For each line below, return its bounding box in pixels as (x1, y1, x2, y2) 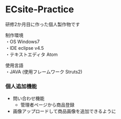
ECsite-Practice (5, 4, 74, 15)
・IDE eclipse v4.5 (5, 45, 44, 51)
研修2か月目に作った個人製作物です (5, 21, 80, 27)
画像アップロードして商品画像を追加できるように (12, 108, 116, 114)
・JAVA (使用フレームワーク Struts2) (5, 68, 83, 75)
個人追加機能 (5, 83, 37, 90)
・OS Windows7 (5, 38, 40, 45)
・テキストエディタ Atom (5, 51, 58, 57)
